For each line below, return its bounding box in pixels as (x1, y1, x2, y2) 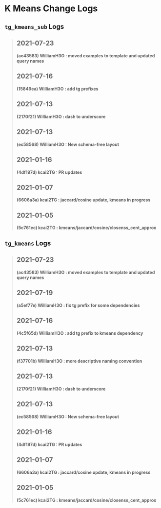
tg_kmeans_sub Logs (4, 23, 64, 31)
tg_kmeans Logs (4, 239, 51, 247)
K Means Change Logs (4, 3, 98, 14)
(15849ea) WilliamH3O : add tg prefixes (16, 86, 99, 92)
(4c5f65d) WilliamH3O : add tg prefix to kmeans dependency (16, 330, 143, 336)
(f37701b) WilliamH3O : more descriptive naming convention (16, 358, 142, 364)
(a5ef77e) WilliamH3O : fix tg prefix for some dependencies (16, 302, 140, 308)
